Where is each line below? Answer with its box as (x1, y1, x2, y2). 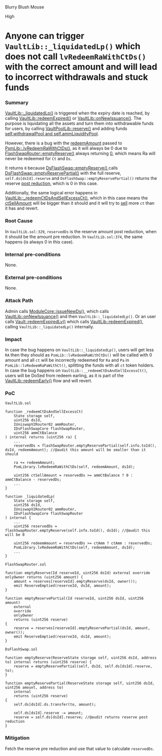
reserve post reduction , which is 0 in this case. (5, 180, 98, 186)
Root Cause (5, 218, 33, 225)
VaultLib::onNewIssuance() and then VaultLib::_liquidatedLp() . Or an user (5, 313, 156, 319)
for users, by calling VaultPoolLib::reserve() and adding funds (5, 126, 127, 131)
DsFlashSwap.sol (5, 647, 38, 652)
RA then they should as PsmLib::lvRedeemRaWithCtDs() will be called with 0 (5, 352, 152, 358)
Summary (5, 99, 29, 106)
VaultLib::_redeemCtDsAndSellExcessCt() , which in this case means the (5, 195, 148, 201)
